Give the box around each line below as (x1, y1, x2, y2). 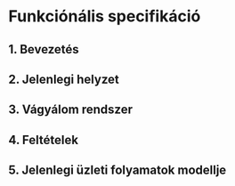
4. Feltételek (8, 132, 79, 148)
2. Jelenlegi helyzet (8, 71, 119, 86)
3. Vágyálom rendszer (8, 102, 133, 117)
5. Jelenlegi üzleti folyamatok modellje (8, 163, 227, 178)
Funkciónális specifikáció (8, 6, 201, 27)
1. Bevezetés (8, 42, 79, 57)
